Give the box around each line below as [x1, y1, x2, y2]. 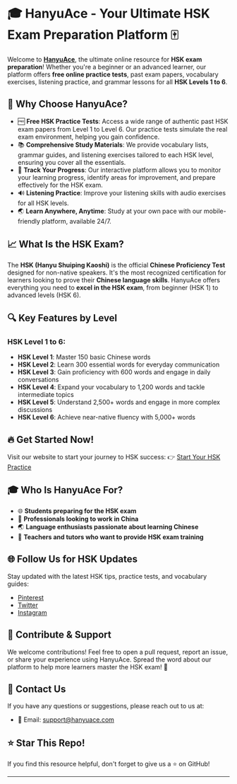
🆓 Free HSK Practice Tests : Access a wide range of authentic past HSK [17, 117, 229, 125]
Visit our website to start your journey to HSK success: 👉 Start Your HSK [7, 453, 221, 461]
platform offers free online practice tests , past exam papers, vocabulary [7, 70, 219, 79]
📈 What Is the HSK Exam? [7, 238, 125, 250]
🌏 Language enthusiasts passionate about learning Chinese [17, 522, 199, 531]
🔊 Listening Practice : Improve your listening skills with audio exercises [17, 188, 226, 197]
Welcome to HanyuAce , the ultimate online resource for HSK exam [7, 54, 202, 64]
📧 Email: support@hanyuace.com [17, 715, 115, 724]
